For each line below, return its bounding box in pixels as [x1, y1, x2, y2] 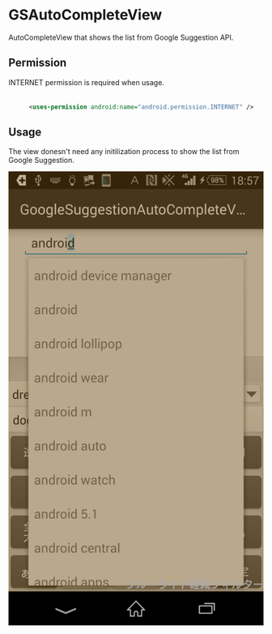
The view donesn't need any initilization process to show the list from [8, 147, 240, 156]
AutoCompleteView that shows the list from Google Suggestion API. [8, 32, 234, 42]
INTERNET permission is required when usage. [8, 77, 164, 87]
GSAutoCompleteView [8, 6, 163, 24]
